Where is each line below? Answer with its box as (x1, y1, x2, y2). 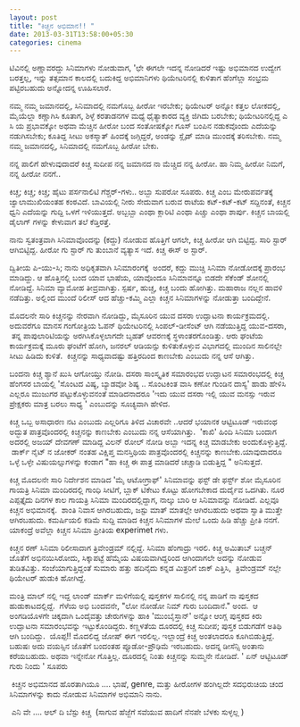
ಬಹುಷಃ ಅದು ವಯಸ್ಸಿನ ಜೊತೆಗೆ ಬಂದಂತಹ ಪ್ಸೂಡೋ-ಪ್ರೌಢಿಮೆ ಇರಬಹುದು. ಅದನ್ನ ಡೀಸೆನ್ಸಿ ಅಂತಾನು (9, 640, 265, 652)
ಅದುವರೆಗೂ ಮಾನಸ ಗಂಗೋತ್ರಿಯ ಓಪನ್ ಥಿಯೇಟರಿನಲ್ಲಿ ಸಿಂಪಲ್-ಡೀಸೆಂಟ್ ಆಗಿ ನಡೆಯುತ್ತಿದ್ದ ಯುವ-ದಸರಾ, (9, 321, 287, 331)
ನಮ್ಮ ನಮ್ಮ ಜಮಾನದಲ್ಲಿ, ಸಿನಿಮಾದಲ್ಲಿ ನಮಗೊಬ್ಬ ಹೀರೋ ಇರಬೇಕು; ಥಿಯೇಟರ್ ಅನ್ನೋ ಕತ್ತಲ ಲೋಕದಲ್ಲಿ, (9, 100, 281, 112)
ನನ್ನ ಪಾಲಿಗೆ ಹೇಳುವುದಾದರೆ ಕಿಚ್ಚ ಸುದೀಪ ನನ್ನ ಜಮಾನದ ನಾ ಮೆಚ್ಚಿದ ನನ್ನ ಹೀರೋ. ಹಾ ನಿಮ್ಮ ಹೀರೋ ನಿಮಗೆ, (9, 158, 286, 170)
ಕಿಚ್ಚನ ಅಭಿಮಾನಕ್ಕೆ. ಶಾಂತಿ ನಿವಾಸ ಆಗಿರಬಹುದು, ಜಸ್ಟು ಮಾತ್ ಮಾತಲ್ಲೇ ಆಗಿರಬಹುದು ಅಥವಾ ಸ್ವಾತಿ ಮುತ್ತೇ (9, 505, 283, 515)
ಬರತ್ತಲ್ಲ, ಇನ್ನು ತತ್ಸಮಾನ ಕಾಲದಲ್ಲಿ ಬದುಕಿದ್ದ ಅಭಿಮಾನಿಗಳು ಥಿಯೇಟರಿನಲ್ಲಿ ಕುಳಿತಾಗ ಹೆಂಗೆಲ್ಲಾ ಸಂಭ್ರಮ (9, 72, 270, 83)
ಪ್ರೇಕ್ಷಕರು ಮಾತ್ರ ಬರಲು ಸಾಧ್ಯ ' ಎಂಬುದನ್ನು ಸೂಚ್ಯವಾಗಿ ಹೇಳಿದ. (9, 398, 171, 409)
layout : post (9, 13, 58, 22)
